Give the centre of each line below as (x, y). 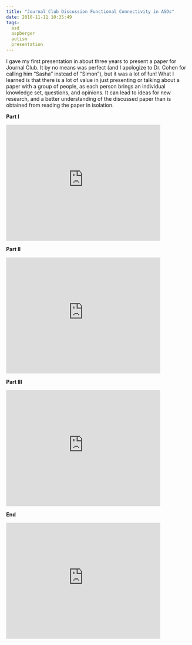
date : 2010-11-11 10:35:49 (39, 17)
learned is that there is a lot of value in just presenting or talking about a (93, 80)
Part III (14, 381)
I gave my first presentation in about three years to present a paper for (91, 61)
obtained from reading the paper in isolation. (60, 105)
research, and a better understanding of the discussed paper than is (89, 98)
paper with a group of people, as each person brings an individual (86, 86)
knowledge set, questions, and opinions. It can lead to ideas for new (89, 93)
